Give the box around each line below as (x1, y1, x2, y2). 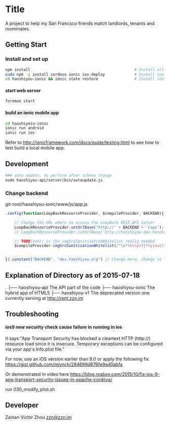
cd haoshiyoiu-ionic (5, 121, 49, 126)
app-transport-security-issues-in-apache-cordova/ (5, 376, 112, 382)
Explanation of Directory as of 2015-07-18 (5, 271, 140, 280)
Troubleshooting (5, 310, 59, 319)
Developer (5, 401, 39, 409)
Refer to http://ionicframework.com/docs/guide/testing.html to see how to (5, 139, 159, 145)
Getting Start (5, 41, 47, 49)
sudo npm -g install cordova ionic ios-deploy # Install (5, 72, 155, 77)
